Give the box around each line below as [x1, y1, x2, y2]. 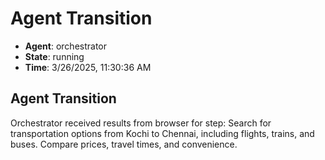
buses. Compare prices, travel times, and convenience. [10, 138, 238, 150]
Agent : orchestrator [24, 40, 108, 52]
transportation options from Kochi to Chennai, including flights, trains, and [10, 127, 315, 139]
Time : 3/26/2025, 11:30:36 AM [24, 61, 152, 73]
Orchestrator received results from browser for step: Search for [10, 117, 272, 129]
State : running [24, 50, 85, 62]
